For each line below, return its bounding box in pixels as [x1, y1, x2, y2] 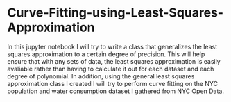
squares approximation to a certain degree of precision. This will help [7, 50, 205, 58]
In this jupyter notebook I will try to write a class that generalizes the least [7, 42, 217, 51]
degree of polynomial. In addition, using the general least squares [7, 71, 195, 80]
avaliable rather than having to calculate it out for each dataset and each [7, 65, 214, 73]
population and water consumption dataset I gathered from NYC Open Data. [7, 87, 224, 95]
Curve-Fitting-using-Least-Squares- [7, 5, 224, 21]
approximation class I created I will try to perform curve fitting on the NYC [7, 79, 219, 87]
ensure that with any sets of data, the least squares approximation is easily [7, 57, 221, 65]
